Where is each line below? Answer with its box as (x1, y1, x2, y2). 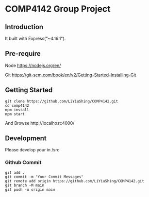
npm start (5, 112, 25, 116)
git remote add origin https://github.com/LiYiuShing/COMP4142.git (5, 179, 145, 183)
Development (5, 134, 47, 143)
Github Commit (5, 159, 42, 166)
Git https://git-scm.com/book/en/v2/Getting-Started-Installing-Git (5, 72, 136, 78)
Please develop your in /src (5, 147, 60, 153)
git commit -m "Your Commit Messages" (5, 174, 83, 179)
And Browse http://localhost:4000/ (5, 120, 75, 126)
